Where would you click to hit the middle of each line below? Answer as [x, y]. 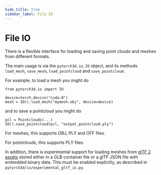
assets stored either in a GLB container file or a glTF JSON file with [72, 157]
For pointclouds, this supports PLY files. [45, 143]
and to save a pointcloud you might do [43, 111]
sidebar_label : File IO [29, 14]
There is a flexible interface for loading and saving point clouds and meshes [80, 51]
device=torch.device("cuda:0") [37, 98]
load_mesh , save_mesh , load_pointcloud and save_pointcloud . [65, 71]
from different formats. [28, 57]
